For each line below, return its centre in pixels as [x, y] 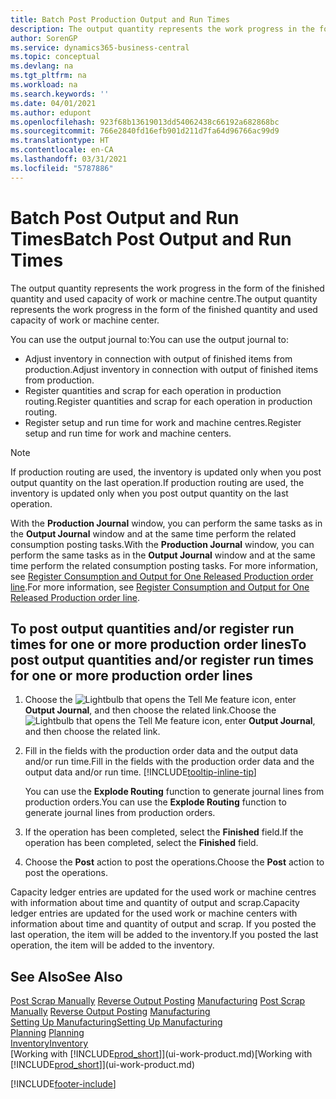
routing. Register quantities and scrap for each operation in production [168, 401]
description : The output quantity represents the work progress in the [162, 29]
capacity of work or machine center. [85, 320]
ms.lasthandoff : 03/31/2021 [69, 159]
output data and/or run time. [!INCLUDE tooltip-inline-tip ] [140, 772]
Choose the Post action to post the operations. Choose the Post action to [174, 862]
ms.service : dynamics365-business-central [100, 47]
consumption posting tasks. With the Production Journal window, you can [162, 544]
